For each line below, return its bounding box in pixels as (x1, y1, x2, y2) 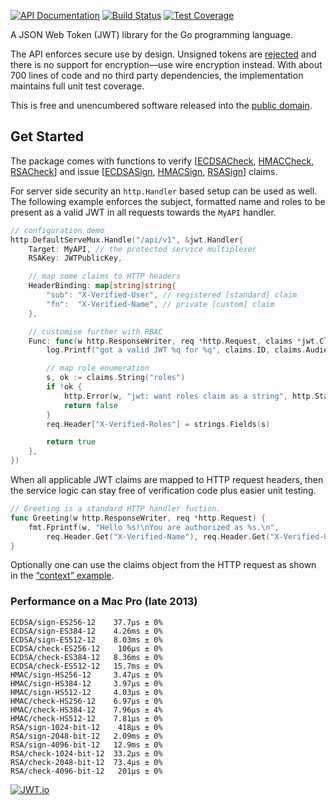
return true (46, 437, 97, 447)
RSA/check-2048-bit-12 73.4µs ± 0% (10, 757, 163, 767)
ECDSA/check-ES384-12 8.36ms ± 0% (10, 652, 163, 662)
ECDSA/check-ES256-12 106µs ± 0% (10, 643, 163, 654)
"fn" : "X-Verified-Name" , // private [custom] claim (46, 299, 275, 309)
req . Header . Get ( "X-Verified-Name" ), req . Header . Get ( (46, 531, 271, 542)
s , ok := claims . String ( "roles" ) (46, 373, 186, 383)
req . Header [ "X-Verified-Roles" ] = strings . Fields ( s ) (46, 419, 271, 429)
